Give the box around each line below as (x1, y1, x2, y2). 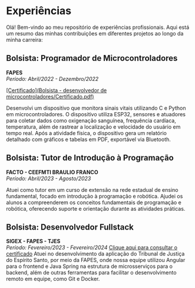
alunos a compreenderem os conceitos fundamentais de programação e (6, 199, 181, 206)
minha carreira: (6, 36, 43, 43)
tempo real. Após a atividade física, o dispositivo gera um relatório (6, 129, 167, 136)
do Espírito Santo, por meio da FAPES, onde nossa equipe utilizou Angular (6, 257, 186, 264)
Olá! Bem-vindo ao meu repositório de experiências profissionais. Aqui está (6, 24, 190, 31)
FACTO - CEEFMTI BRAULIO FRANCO (6, 168, 98, 175)
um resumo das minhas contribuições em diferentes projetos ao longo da (6, 30, 184, 37)
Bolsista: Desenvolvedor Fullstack (6, 222, 134, 232)
